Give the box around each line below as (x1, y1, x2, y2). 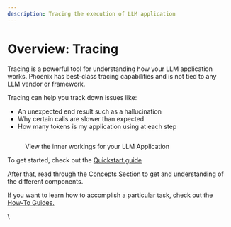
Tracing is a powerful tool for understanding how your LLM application (7, 65, 213, 73)
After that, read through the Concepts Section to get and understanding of (7, 170, 225, 178)
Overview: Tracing (7, 40, 119, 57)
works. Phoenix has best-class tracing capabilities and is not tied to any (7, 72, 217, 80)
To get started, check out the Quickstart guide (7, 155, 142, 164)
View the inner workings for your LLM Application (25, 142, 170, 150)
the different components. (7, 177, 84, 185)
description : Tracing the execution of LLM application (7, 10, 176, 18)
